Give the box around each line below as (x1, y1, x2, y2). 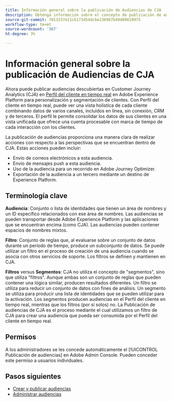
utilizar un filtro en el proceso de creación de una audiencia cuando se (5, 247, 154, 254)
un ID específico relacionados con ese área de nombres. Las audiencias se (5, 210, 164, 217)
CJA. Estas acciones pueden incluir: (5, 145, 81, 151)
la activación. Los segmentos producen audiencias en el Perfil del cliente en (5, 296, 166, 302)
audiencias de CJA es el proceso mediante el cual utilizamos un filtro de (5, 307, 158, 313)
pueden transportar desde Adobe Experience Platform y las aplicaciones (5, 216, 159, 222)
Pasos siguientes (5, 372, 61, 380)
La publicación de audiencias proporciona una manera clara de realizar (5, 134, 155, 140)
